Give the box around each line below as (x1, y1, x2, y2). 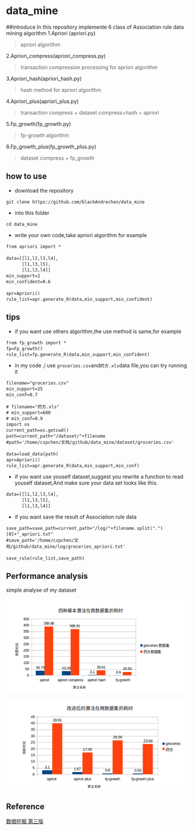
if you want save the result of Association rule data (14, 513, 137, 520)
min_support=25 (6, 386, 43, 392)
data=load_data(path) (6, 451, 59, 457)
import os (6, 421, 30, 427)
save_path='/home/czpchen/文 (8, 537, 79, 543)
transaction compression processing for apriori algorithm (20, 63, 158, 71)
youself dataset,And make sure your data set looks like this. (14, 479, 158, 486)
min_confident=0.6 (6, 279, 51, 284)
